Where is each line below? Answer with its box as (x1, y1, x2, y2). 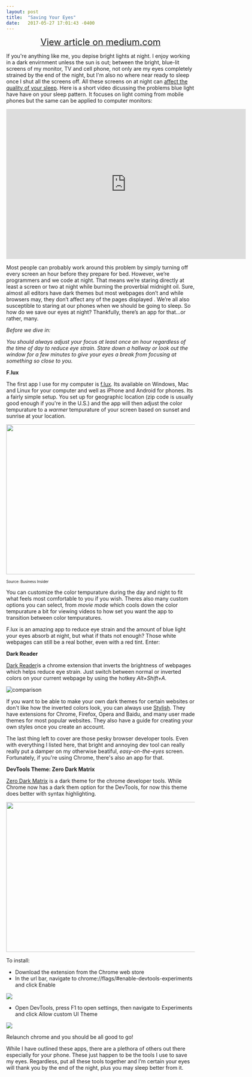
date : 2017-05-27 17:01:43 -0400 (6, 20, 95, 26)
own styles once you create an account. (6, 724, 105, 731)
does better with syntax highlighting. (6, 790, 96, 797)
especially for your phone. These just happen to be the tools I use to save (6, 1051, 187, 1059)
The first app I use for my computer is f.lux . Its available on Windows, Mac (6, 380, 189, 388)
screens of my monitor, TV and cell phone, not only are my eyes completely (6, 65, 193, 73)
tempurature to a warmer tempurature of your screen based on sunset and (6, 406, 190, 413)
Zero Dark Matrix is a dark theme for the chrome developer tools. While (6, 778, 182, 785)
